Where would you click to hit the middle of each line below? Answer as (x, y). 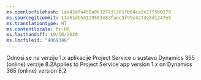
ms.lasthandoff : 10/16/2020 (42, 35)
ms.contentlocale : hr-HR (38, 29)
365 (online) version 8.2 (36, 71)
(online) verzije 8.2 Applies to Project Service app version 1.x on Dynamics (99, 64)
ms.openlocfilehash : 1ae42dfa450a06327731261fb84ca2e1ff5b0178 (89, 12)
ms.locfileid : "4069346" (38, 40)
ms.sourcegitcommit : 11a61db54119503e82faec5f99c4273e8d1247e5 (89, 18)
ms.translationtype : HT (37, 23)
